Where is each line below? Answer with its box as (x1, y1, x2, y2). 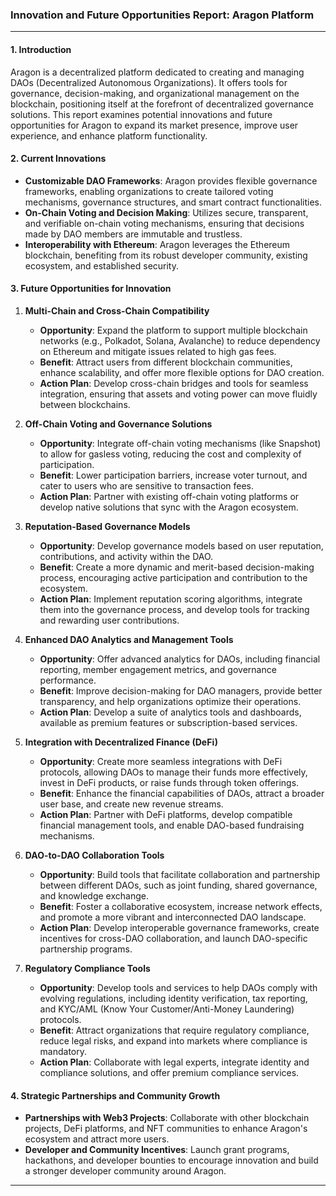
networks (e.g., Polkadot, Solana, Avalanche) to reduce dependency (39, 334, 321, 347)
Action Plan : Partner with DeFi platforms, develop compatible (39, 808, 293, 820)
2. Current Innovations (10, 153, 107, 165)
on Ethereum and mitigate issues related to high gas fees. (39, 345, 277, 357)
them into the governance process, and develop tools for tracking (39, 603, 310, 615)
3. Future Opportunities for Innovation (10, 283, 172, 295)
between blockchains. (39, 398, 131, 410)
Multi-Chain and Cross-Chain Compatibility (24, 304, 210, 317)
